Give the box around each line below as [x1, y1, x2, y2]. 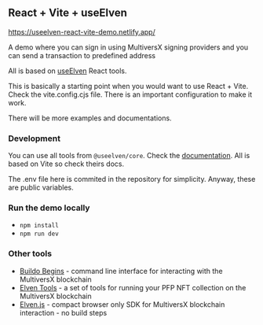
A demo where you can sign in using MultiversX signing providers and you [8, 42, 249, 52]
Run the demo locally [8, 202, 90, 213]
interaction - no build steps [19, 308, 108, 317]
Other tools [8, 248, 53, 259]
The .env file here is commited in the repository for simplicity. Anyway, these [8, 175, 256, 184]
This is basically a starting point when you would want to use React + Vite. [8, 81, 249, 90]
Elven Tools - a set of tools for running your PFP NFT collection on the [19, 283, 247, 292]
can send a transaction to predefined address [8, 50, 155, 60]
